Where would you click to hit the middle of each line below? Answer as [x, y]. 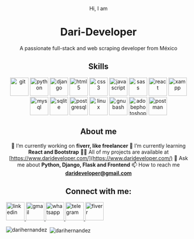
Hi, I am [98, 8]
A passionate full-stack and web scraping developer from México [98, 48]
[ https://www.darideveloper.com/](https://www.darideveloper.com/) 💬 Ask [98, 158]
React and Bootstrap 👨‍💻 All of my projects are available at [98, 152]
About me [98, 132]
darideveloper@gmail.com [98, 173]
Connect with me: [98, 191]
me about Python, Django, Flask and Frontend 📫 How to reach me [98, 164]
